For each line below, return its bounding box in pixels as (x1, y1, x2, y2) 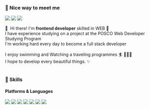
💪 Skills (5, 76, 23, 83)
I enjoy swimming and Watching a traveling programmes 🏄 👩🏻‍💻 (5, 52, 133, 57)
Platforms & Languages (5, 88, 53, 94)
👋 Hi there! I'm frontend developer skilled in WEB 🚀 (5, 25, 109, 31)
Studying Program (5, 36, 41, 42)
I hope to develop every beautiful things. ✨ (5, 58, 91, 65)
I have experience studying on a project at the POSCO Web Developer (5, 31, 145, 36)
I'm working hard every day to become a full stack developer (5, 41, 127, 47)
